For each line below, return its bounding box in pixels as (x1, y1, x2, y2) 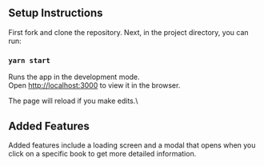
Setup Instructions (8, 6, 103, 20)
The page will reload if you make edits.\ (8, 96, 138, 106)
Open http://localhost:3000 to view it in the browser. (8, 81, 181, 90)
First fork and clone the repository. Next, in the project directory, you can (8, 27, 250, 37)
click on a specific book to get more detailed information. (8, 148, 197, 158)
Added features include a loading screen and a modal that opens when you (8, 140, 256, 150)
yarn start (8, 56, 50, 65)
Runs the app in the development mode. (8, 72, 140, 82)
